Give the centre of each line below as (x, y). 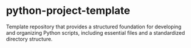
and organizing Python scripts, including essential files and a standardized (95, 32)
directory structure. (29, 39)
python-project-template (68, 11)
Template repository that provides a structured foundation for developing (94, 27)
